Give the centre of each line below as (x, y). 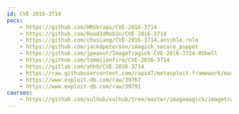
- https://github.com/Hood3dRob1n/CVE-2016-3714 (93, 34)
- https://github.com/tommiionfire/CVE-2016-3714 (95, 60)
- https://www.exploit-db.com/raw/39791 (80, 86)
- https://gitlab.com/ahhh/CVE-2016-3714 (82, 67)
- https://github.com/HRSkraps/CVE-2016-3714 (88, 27)
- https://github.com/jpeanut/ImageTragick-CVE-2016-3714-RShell (119, 54)
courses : (20, 93)
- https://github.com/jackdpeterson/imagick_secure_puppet (109, 47)
